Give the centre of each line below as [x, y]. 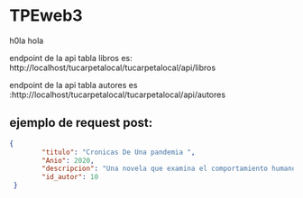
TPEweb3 [46, 16]
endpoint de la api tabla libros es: [71, 58]
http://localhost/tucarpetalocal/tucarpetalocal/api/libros [113, 67]
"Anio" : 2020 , [68, 160]
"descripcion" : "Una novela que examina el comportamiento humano [169, 169]
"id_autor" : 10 [70, 177]
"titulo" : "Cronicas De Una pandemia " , [119, 152]
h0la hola [27, 40]
